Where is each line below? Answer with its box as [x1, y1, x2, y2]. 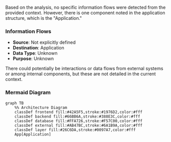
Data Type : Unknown [12, 50, 58, 56]
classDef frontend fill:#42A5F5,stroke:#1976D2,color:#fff [14, 109, 143, 115]
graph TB [5, 100, 24, 106]
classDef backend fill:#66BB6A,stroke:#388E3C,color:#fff [14, 114, 140, 119]
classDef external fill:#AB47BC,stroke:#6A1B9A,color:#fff [14, 123, 143, 128]
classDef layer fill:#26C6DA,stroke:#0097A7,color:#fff [14, 127, 136, 132]
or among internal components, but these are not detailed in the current [5, 71, 156, 77]
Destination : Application [12, 45, 65, 51]
